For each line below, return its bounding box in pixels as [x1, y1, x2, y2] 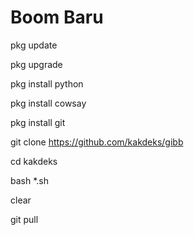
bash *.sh [10, 174, 49, 186]
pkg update [10, 39, 58, 51]
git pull [10, 213, 39, 225]
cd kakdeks [10, 155, 58, 167]
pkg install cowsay [10, 97, 87, 109]
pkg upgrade [10, 58, 63, 70]
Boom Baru [10, 6, 104, 29]
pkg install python [10, 77, 84, 90]
